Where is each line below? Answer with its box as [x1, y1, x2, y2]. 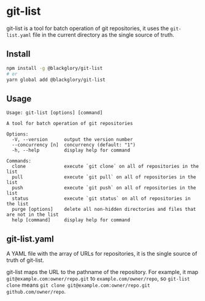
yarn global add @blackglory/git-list [6, 77, 106, 83]
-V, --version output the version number [12, 137, 133, 143]
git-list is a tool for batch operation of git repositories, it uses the [6, 25, 169, 32]
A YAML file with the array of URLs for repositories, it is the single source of [6, 250, 198, 257]
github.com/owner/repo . [6, 288, 66, 295]
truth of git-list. [6, 256, 44, 264]
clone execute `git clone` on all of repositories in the [12, 164, 199, 170]
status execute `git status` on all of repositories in [12, 196, 191, 202]
